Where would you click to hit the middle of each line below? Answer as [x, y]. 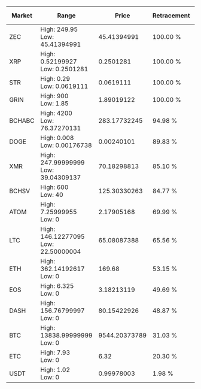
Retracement [171, 16]
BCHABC [22, 121]
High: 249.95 [59, 29]
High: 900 [54, 96]
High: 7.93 [55, 352]
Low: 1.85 [54, 103]
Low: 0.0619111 [64, 86]
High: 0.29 [55, 79]
